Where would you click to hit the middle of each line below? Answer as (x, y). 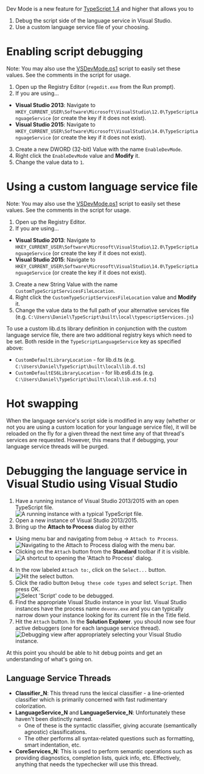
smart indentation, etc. (52, 745)
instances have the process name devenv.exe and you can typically (99, 608)
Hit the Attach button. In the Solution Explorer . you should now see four (105, 621)
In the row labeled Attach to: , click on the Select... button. (90, 569)
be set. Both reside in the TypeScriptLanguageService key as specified (94, 341)
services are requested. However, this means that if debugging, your (92, 440)
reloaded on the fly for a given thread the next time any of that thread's (95, 433)
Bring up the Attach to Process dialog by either (75, 527)
